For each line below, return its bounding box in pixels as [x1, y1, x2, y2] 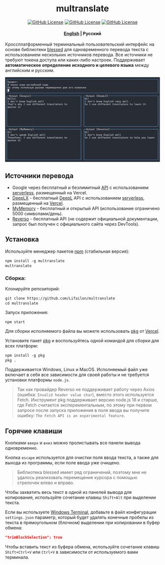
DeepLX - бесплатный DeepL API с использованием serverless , [12, 195, 145, 201]
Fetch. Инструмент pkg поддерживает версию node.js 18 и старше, [17, 397, 159, 403]
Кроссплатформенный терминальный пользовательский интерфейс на [5, 41, 155, 47]
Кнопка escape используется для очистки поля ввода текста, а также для [5, 455, 159, 460]
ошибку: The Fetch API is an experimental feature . [17, 413, 125, 419]
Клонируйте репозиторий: [5, 286, 60, 292]
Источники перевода [5, 171, 74, 180]
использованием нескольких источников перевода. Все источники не [5, 52, 153, 58]
